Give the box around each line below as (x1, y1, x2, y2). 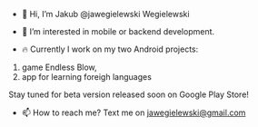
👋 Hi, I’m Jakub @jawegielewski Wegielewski (21, 9, 190, 19)
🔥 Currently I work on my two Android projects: (21, 44, 199, 54)
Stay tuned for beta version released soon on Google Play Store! (8, 89, 249, 100)
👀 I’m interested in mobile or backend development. (21, 26, 215, 36)
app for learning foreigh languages (21, 72, 152, 82)
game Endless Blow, (21, 62, 97, 73)
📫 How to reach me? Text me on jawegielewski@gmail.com (21, 107, 246, 118)
